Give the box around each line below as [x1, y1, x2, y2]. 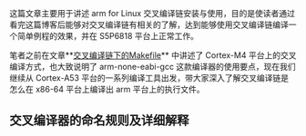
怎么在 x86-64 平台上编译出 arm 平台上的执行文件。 [9, 84, 205, 94]
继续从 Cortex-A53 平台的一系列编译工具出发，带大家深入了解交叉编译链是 [9, 73, 290, 83]
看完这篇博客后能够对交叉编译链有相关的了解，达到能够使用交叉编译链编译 [9, 19, 289, 30]
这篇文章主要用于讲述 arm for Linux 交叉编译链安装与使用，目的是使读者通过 [9, 8, 296, 18]
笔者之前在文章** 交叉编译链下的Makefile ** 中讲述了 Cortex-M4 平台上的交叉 [9, 50, 297, 61]
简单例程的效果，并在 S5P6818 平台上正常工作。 [16, 31, 199, 41]
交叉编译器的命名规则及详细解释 [9, 112, 189, 129]
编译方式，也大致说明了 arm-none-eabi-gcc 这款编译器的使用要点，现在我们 [9, 62, 296, 72]
